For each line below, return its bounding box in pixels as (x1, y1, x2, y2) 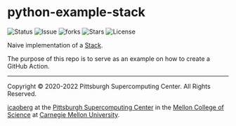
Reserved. (7, 89, 37, 98)
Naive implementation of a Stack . (7, 41, 103, 49)
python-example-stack (7, 4, 146, 20)
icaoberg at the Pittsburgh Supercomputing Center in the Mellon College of (7, 103, 225, 111)
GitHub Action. (7, 62, 50, 70)
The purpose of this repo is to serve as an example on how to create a (7, 54, 211, 63)
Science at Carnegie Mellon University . (7, 110, 120, 119)
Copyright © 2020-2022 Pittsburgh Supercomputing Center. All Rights (7, 82, 211, 90)
